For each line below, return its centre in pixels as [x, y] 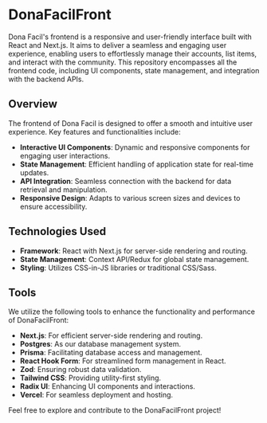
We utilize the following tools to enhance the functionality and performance [132, 311]
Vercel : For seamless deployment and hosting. [96, 395]
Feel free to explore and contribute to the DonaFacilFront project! [115, 410]
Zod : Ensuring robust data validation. [80, 370]
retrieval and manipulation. [63, 190]
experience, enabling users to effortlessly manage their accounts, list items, [133, 53]
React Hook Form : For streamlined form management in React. [123, 361]
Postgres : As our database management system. [100, 344]
